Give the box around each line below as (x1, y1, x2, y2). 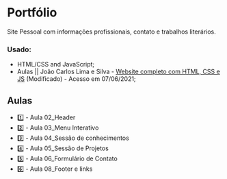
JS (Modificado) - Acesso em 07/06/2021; (16, 75, 136, 83)
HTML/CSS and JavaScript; (16, 60, 95, 69)
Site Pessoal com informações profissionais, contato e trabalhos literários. (7, 27, 217, 36)
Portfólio (7, 5, 57, 21)
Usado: (7, 45, 32, 54)
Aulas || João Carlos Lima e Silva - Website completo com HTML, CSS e (16, 67, 220, 76)
